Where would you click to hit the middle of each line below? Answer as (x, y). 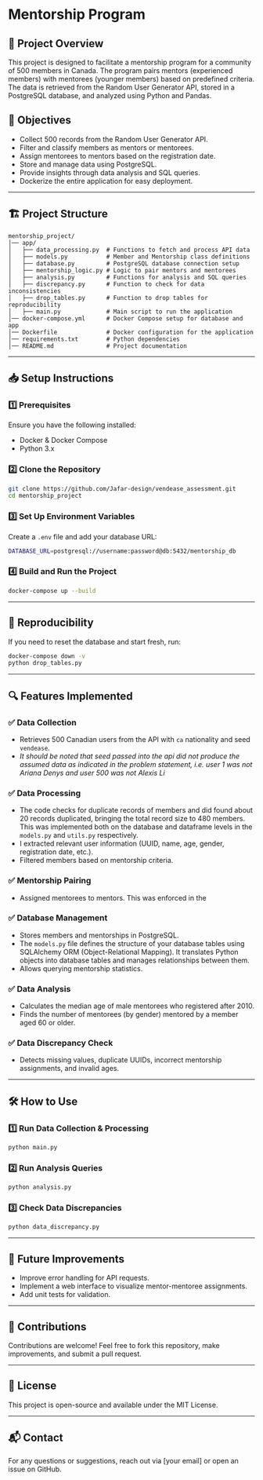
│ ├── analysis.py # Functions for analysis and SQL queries (127, 277)
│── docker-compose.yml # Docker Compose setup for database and (126, 318)
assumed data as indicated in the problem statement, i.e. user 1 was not (136, 764)
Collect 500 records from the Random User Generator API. (114, 139)
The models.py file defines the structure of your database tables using (132, 943)
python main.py (33, 1148)
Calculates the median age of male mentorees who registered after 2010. (137, 1006)
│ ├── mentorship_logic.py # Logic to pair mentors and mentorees (122, 270)
